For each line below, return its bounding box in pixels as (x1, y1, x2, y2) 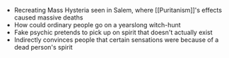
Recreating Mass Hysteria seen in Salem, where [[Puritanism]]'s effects (13, 6, 223, 14)
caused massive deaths (13, 13, 83, 22)
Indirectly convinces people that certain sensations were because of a (13, 36, 219, 44)
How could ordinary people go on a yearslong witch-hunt (13, 21, 182, 29)
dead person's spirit (13, 43, 73, 51)
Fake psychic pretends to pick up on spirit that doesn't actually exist (13, 28, 213, 36)
